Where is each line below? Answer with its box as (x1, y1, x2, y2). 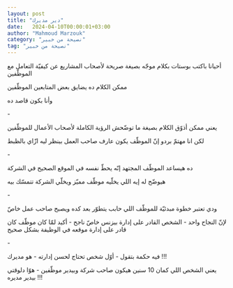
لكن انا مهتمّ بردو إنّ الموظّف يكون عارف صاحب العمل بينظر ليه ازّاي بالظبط (7, 137, 204, 145)
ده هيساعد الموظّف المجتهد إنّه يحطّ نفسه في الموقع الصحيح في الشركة (7, 164, 193, 172)
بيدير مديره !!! (7, 273, 43, 281)
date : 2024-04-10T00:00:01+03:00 (7, 23, 111, 30)
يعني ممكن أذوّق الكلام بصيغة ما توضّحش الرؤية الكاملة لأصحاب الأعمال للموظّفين (7, 123, 218, 131)
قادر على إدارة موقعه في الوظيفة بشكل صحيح (7, 225, 127, 234)
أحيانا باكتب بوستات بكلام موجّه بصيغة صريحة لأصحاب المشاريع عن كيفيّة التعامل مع (7, 62, 222, 70)
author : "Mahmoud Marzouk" (7, 29, 86, 37)
